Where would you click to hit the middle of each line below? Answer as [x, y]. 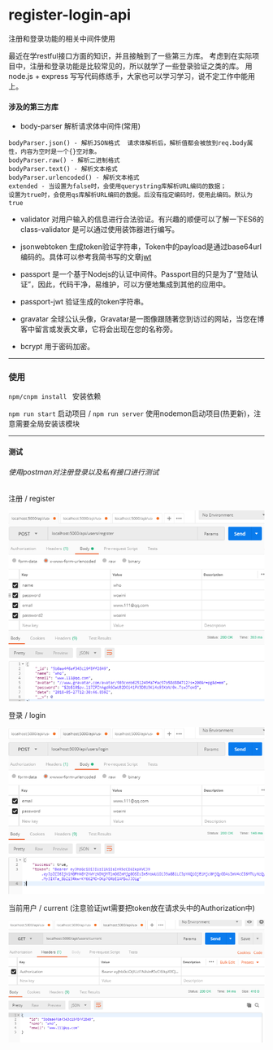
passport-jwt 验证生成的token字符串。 [84, 302]
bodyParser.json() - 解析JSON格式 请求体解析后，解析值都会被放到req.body [128, 143]
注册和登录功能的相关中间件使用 [62, 38]
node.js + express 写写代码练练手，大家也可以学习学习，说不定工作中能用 [132, 76]
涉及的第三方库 [33, 107]
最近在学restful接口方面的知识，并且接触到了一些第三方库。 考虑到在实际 [130, 55]
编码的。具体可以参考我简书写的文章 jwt [86, 257]
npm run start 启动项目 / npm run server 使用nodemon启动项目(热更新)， [131, 413]
